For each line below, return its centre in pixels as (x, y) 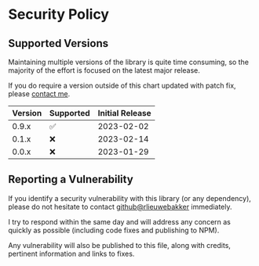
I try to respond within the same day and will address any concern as (120, 221)
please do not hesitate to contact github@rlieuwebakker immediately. (120, 207)
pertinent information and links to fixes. (71, 253)
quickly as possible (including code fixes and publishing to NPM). (114, 230)
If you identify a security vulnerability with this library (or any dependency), (129, 198)
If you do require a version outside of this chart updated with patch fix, (122, 85)
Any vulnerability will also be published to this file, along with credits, (120, 245)
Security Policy (59, 14)
